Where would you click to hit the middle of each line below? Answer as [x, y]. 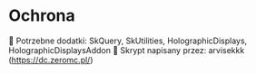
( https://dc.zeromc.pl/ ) [51, 60]
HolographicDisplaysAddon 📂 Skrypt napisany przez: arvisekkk [127, 50]
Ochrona [42, 16]
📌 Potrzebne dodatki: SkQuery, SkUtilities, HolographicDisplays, [128, 41]
